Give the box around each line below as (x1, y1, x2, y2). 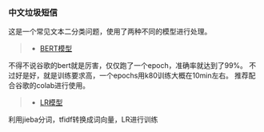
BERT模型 (39, 44, 73, 54)
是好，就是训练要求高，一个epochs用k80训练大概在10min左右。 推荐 (22, 70, 250, 81)
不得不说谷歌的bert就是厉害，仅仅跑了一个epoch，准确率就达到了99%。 (8, 61, 248, 70)
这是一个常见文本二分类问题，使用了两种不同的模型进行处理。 (8, 26, 212, 37)
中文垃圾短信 (8, 6, 58, 18)
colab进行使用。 (35, 81, 90, 90)
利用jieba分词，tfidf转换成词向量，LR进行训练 (8, 114, 158, 125)
